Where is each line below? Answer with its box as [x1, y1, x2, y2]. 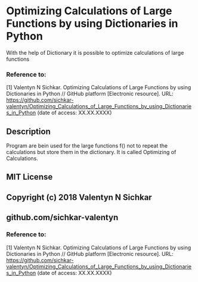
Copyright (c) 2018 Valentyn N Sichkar [6, 192, 152, 202]
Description [6, 126, 51, 136]
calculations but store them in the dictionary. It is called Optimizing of [6, 149, 177, 156]
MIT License [6, 172, 53, 182]
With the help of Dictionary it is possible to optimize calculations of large [6, 49, 184, 56]
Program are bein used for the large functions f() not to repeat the [6, 142, 168, 149]
